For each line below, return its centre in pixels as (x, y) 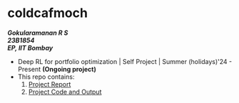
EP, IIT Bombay (30, 48)
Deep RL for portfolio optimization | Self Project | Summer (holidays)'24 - (125, 61)
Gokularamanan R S (38, 33)
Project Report (50, 84)
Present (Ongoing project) (57, 69)
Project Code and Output (65, 92)
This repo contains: (46, 77)
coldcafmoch (47, 13)
